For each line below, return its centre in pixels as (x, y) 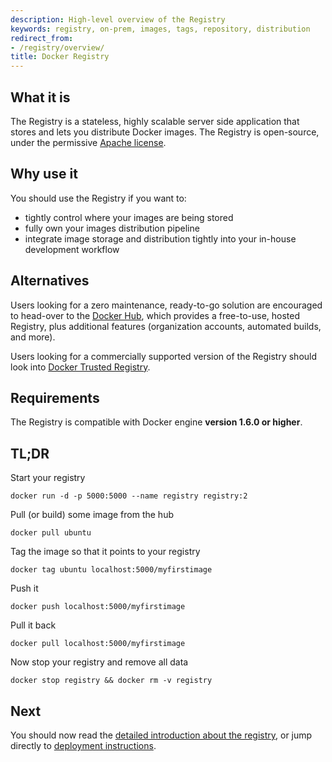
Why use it (44, 174)
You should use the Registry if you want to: (98, 198)
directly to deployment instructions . (83, 745)
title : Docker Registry (60, 57)
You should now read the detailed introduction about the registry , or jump (161, 735)
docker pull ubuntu (51, 533)
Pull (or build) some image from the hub (92, 515)
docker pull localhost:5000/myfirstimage (98, 644)
